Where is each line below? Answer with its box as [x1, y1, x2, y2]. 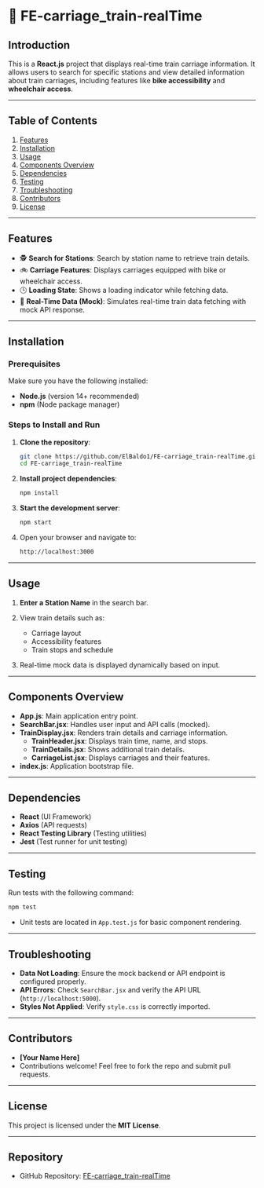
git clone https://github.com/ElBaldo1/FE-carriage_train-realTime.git [19, 452, 259, 460]
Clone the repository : [19, 437, 91, 447]
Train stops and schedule [31, 645, 114, 654]
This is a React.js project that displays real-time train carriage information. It [8, 59, 255, 68]
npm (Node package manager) [19, 400, 120, 409]
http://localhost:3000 [19, 548, 94, 556]
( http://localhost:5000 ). [19, 993, 101, 1003]
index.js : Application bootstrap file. [19, 761, 134, 770]
